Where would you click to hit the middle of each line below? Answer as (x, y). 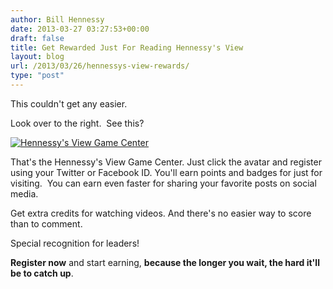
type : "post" (37, 76)
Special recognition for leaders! (75, 243)
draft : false (37, 38)
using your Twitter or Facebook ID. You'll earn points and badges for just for (166, 172)
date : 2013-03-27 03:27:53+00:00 (80, 29)
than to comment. (46, 223)
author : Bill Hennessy (57, 19)
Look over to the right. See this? (77, 123)
